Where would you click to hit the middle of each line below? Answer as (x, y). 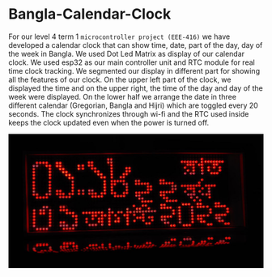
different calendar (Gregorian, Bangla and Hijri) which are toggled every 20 (134, 105)
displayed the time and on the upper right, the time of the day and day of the (136, 88)
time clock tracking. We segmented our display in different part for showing (134, 70)
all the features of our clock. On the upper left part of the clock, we (120, 79)
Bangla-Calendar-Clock (90, 14)
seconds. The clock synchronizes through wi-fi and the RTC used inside (129, 113)
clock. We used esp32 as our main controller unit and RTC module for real (132, 62)
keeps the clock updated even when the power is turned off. (109, 122)
